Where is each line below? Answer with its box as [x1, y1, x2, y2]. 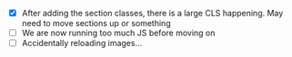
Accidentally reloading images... [21, 38, 143, 49]
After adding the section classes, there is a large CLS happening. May [21, 8, 284, 18]
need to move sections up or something [21, 18, 171, 29]
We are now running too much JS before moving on [21, 27, 216, 39]
